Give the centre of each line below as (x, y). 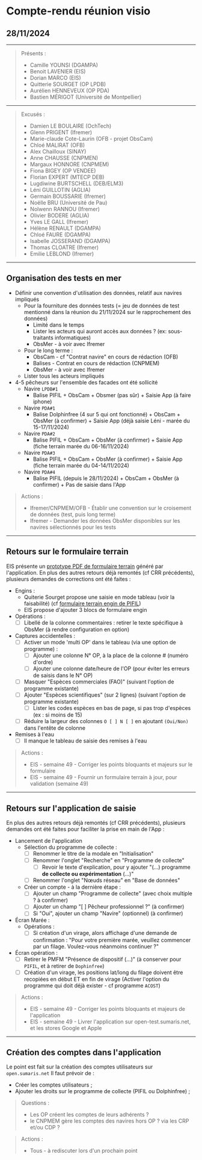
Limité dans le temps (59, 325)
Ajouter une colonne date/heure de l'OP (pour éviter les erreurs (111, 668)
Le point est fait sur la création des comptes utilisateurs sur (80, 1067)
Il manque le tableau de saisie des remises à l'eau (85, 741)
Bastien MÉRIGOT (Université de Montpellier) (86, 97)
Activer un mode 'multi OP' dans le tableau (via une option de (100, 642)
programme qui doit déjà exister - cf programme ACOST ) (92, 986)
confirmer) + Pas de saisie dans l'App (79, 484)
